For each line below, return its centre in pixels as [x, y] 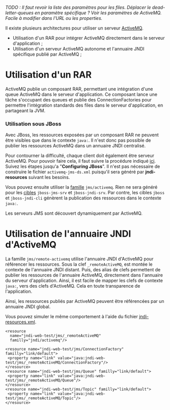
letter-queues [20, 13]
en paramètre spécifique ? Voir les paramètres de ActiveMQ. [98, 13]
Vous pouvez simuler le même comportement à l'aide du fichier [72, 317]
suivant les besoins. [49, 177]
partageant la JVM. [25, 110]
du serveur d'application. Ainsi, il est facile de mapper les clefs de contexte [84, 280]
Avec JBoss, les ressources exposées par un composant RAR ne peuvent [82, 135]
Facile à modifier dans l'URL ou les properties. [54, 18]
